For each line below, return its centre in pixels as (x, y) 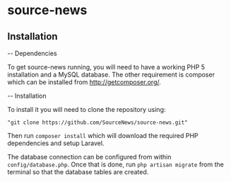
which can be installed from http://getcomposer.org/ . (84, 82)
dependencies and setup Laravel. (56, 143)
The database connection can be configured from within (89, 157)
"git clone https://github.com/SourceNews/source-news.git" (98, 123)
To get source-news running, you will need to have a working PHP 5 (106, 67)
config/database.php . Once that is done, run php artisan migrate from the (115, 164)
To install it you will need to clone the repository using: (87, 109)
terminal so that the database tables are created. (78, 172)
